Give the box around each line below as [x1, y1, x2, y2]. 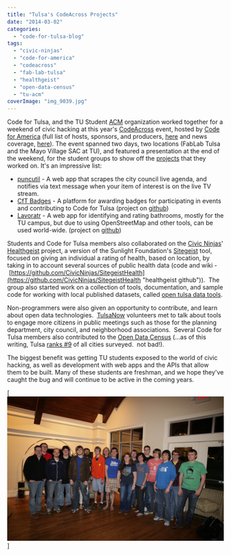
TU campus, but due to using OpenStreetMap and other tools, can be [16, 219, 214, 227]
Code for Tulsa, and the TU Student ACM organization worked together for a [7, 118, 223, 126]
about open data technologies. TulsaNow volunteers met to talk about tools [7, 311, 221, 320]
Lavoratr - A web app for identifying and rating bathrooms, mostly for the [16, 212, 224, 220]
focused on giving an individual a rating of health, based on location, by [7, 254, 210, 263]
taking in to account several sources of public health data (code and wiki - [7, 261, 218, 269]
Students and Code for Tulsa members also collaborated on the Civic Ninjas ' [7, 239, 223, 247]
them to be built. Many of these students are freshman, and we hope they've [7, 368, 224, 377]
